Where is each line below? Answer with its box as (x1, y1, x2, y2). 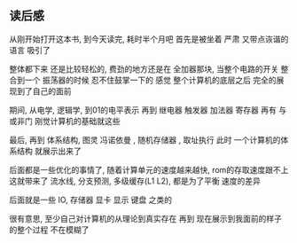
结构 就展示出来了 (16, 145, 82, 156)
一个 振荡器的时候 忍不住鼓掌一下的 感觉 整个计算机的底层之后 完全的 (24, 74, 277, 85)
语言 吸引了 (9, 44, 51, 55)
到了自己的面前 (16, 85, 72, 96)
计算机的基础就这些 (50, 115, 121, 126)
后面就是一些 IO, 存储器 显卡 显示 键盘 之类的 (9, 194, 173, 205)
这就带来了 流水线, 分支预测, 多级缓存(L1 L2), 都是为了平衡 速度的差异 (9, 176, 262, 186)
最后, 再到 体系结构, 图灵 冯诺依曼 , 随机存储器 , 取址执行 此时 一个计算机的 (9, 134, 281, 145)
